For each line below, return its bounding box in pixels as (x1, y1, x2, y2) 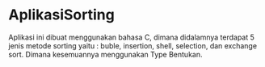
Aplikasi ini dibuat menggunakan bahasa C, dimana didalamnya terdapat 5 (8, 32, 254, 42)
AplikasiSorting (8, 6, 115, 24)
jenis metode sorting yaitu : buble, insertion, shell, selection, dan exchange (8, 40, 257, 50)
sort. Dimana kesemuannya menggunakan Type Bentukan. (8, 49, 203, 59)
